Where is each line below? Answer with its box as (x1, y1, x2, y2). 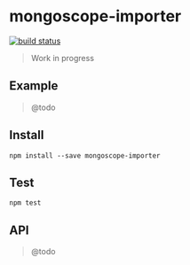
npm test (9, 199, 42, 207)
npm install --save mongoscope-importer (9, 151, 162, 160)
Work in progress (30, 52, 95, 63)
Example (9, 78, 59, 94)
